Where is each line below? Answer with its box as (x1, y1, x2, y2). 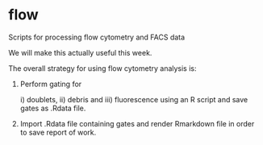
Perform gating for (19, 79, 82, 89)
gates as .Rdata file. (19, 103, 86, 113)
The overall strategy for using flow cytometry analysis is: (8, 63, 197, 73)
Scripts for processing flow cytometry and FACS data (8, 32, 186, 42)
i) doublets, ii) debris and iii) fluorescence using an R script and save (19, 94, 248, 104)
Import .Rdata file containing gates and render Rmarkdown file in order (19, 118, 255, 128)
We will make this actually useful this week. (8, 48, 152, 57)
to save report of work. (19, 127, 97, 137)
